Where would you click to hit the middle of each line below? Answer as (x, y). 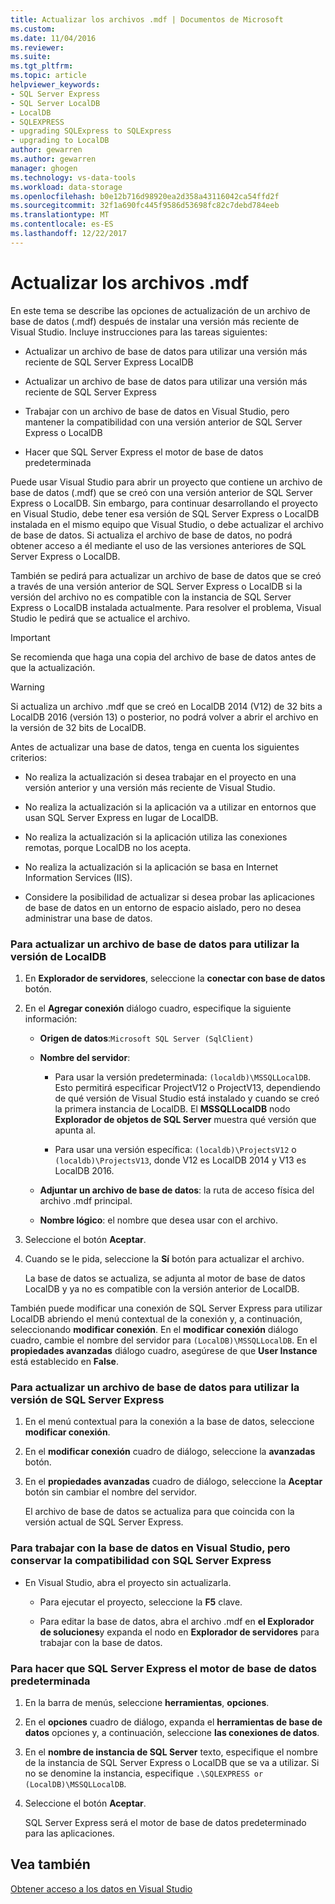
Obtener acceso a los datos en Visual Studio (101, 1888)
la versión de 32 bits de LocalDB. (78, 727)
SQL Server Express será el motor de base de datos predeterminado (165, 1822)
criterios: (29, 757)
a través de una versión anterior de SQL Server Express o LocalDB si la (156, 586)
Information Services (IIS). (78, 877)
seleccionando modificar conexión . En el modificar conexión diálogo (154, 1329)
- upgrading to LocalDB (60, 141)
